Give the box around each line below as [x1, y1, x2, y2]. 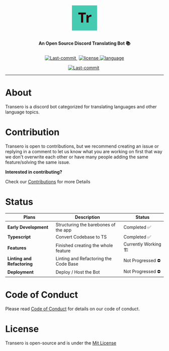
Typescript [7, 234, 31, 240]
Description [74, 214, 100, 220]
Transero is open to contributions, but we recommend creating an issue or [5, 143, 159, 149]
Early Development [7, 224, 49, 230]
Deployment [7, 269, 34, 275]
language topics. [5, 109, 40, 115]
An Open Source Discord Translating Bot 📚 [38, 40, 131, 46]
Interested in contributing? [5, 169, 62, 175]
